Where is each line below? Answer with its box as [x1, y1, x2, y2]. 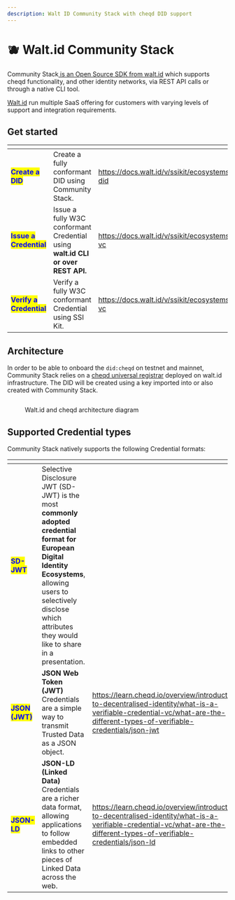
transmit [41, 721, 69, 731]
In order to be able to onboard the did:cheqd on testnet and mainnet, [7, 364, 204, 372]
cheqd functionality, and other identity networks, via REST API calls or [7, 77, 209, 85]
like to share [41, 639, 82, 649]
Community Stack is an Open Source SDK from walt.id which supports [7, 69, 210, 78]
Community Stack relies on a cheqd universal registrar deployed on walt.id [7, 371, 222, 380]
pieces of [41, 855, 73, 864]
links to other [41, 846, 85, 855]
